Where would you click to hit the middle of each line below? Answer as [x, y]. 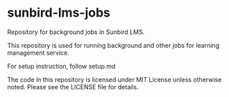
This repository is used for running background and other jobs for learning [113, 45]
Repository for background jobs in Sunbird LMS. [76, 32]
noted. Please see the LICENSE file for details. [73, 87]
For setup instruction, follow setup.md [61, 66]
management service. [38, 53]
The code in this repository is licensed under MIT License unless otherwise [114, 79]
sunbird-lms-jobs [59, 13]
